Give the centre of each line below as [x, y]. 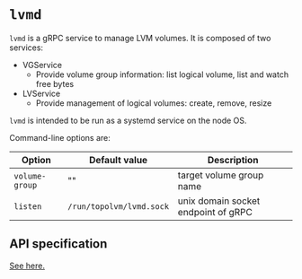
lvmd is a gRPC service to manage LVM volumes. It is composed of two [140, 38]
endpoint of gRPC [215, 212]
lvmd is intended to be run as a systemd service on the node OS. [128, 120]
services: [26, 48]
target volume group [221, 175]
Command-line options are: [60, 137]
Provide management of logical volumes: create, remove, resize [154, 103]
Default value [118, 160]
